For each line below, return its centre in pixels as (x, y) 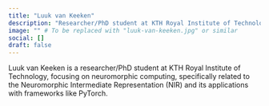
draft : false (30, 45)
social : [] (26, 38)
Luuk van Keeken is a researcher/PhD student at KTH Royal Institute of (124, 68)
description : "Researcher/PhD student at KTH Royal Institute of (119, 23)
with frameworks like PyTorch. (58, 93)
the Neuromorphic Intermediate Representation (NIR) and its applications (128, 85)
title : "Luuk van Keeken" (51, 16)
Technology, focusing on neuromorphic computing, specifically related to (129, 77)
